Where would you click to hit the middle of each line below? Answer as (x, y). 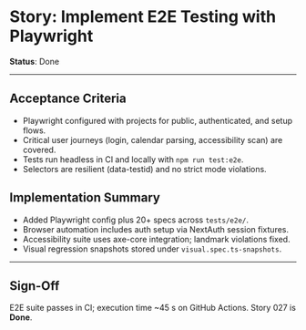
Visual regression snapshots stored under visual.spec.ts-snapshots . (152, 249)
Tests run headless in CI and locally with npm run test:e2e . (133, 159)
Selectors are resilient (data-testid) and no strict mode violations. (144, 169)
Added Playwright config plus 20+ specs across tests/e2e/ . (135, 220)
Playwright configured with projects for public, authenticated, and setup (158, 120)
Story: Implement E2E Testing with (143, 17)
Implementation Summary (85, 198)
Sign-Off (35, 286)
